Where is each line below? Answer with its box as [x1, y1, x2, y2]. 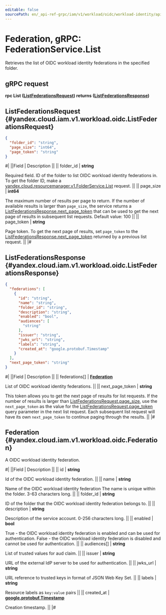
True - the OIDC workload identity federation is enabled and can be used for [5, 530, 161, 536]
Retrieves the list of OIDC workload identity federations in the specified [5, 60, 150, 66]
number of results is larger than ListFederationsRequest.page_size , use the [5, 398, 158, 404]
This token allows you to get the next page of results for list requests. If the [5, 393, 158, 399]
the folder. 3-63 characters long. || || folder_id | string [5, 491, 115, 497]
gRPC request [5, 80, 48, 88]
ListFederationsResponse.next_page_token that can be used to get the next [5, 208, 159, 214]
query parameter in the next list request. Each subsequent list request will [5, 409, 155, 415]
